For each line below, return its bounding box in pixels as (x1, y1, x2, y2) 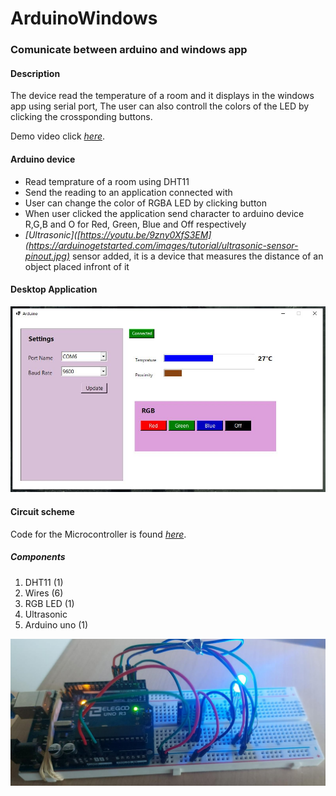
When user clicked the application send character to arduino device (24, 207, 305, 219)
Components (10, 551, 66, 563)
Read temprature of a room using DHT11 (24, 175, 190, 187)
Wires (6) (24, 587, 64, 599)
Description (10, 67, 61, 79)
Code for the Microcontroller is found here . (10, 528, 187, 540)
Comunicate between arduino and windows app (10, 43, 248, 57)
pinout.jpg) (24, 250, 71, 262)
